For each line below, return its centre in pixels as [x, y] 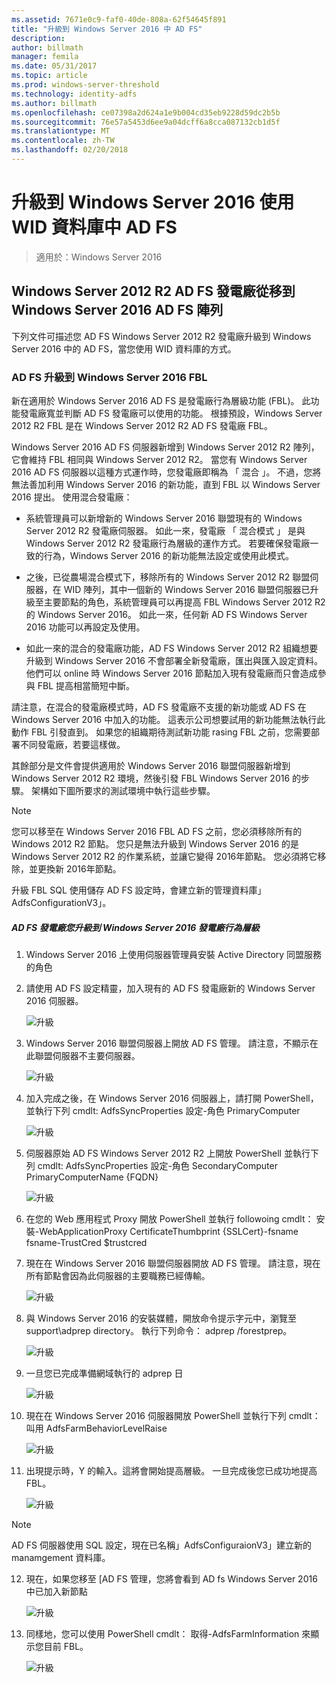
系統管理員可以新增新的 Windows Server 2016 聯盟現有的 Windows [164, 518]
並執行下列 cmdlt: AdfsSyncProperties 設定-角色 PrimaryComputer [163, 1110]
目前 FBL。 [66, 1646]
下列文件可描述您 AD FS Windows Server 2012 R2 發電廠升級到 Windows [161, 336]
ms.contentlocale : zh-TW [63, 141]
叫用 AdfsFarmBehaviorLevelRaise [96, 1428]
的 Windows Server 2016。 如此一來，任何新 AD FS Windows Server [166, 614]
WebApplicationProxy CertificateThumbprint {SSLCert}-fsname [169, 1231]
